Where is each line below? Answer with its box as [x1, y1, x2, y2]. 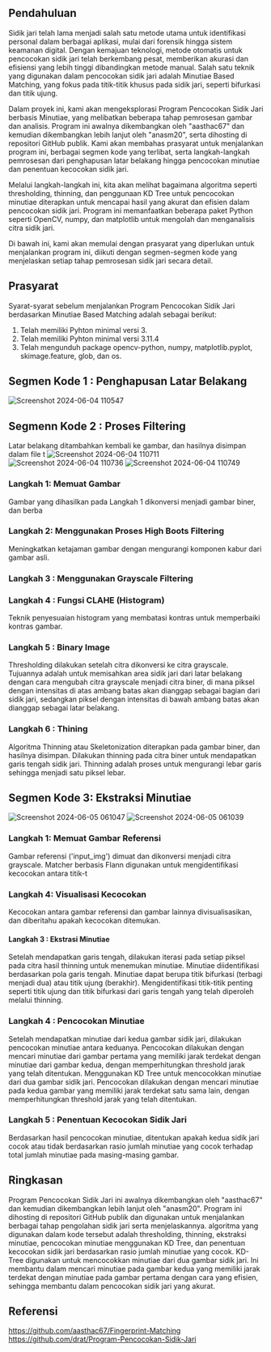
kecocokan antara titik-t [8, 868, 87, 878]
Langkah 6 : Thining [8, 723, 88, 735]
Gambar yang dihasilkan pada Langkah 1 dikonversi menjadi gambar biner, [8, 497, 256, 506]
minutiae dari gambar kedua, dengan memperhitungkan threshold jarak [8, 1060, 245, 1069]
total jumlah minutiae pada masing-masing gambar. [8, 1149, 180, 1159]
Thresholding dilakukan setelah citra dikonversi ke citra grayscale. [8, 660, 229, 670]
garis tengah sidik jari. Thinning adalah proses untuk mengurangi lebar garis [8, 759, 262, 769]
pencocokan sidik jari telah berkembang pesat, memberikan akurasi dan [8, 53, 249, 63]
